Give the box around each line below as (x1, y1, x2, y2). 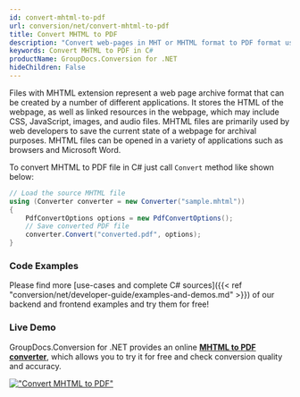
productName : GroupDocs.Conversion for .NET (9, 55, 178, 63)
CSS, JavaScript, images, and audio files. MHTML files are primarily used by (9, 115, 290, 126)
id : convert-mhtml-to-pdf (9, 13, 105, 22)
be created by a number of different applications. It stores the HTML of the (9, 97, 284, 107)
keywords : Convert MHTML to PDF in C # (9, 46, 154, 55)
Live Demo (9, 321, 56, 334)
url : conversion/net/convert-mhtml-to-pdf (9, 21, 170, 30)
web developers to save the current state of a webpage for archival (9, 125, 257, 136)
